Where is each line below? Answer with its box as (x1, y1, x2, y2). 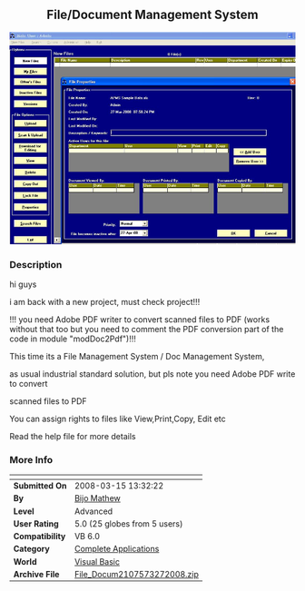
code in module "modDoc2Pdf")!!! (9, 333, 136, 344)
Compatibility (13, 531, 66, 542)
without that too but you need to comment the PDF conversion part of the (9, 324, 284, 334)
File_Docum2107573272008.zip (74, 568, 200, 579)
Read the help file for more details (9, 431, 136, 441)
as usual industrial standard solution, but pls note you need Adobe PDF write (9, 369, 296, 379)
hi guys (9, 279, 37, 290)
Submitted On (13, 480, 67, 491)
